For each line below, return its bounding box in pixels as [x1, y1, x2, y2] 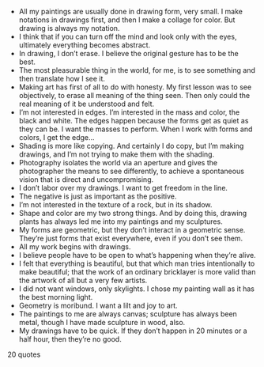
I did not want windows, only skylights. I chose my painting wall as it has [18, 284, 255, 293]
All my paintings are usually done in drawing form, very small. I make [18, 7, 243, 16]
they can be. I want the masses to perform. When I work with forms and [18, 124, 253, 134]
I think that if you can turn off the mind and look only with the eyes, [18, 32, 237, 41]
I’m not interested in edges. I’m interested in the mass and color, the [18, 108, 240, 117]
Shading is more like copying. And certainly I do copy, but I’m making [18, 142, 244, 150]
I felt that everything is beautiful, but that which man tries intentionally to [18, 259, 255, 268]
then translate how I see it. [18, 74, 106, 83]
